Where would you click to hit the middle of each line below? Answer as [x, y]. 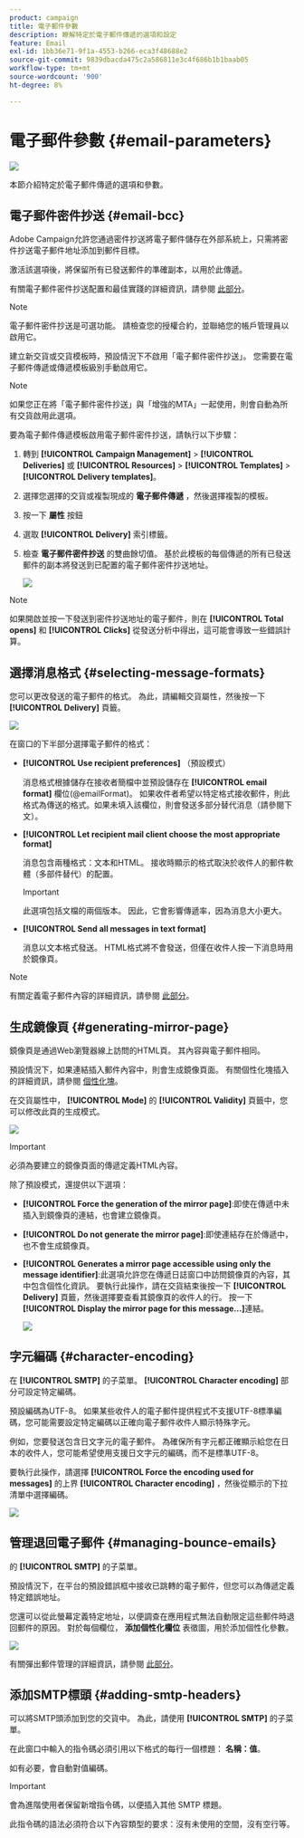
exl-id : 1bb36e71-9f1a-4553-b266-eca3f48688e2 [99, 52]
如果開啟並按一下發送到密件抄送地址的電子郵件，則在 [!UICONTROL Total [147, 619]
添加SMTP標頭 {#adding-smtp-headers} [125, 1695]
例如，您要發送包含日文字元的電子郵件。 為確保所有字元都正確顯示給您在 [145, 1441]
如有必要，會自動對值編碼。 [61, 1768]
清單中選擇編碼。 [41, 1494]
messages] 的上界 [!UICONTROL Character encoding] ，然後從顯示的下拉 [149, 1483]
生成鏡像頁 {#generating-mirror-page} [119, 1027]
